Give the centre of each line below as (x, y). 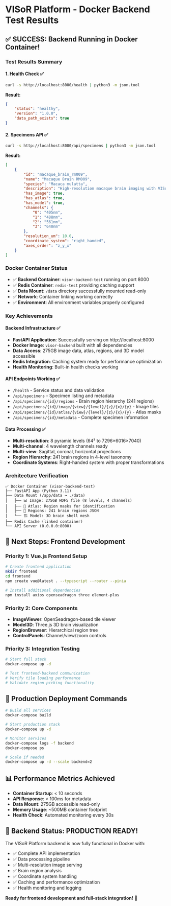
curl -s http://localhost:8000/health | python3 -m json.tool (73, 85)
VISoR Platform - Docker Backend (78, 9)
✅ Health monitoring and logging (47, 888)
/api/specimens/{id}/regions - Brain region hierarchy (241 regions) (83, 401)
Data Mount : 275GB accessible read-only (56, 804)
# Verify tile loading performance (43, 678)
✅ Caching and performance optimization (56, 882)
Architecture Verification (37, 476)
